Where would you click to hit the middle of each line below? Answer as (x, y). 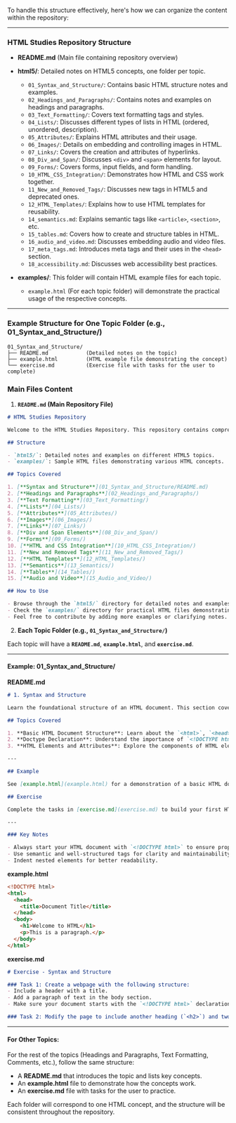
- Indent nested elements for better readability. (83, 861)
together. (41, 182)
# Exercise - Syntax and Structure (59, 972)
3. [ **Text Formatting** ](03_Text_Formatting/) (78, 500)
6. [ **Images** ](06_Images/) (50, 520)
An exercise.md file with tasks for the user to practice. (97, 1091)
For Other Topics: (33, 1039)
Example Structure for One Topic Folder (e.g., (86, 324)
